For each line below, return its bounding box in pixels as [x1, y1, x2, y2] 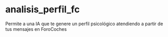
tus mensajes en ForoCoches [5, 26, 67, 32]
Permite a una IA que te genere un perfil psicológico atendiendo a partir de [5, 21, 163, 27]
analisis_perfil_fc [5, 4, 80, 15]
